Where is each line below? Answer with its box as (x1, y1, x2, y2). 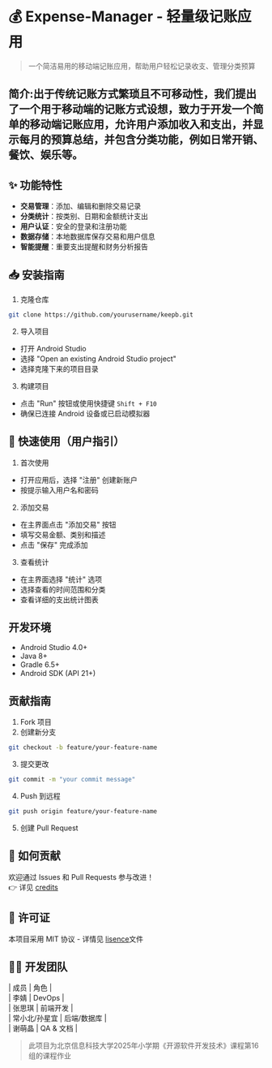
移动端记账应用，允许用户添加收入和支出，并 (29, 118, 253, 131)
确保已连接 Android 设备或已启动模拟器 (19, 408, 151, 418)
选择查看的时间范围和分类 (19, 584, 106, 594)
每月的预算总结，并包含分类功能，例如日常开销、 (19, 133, 264, 147)
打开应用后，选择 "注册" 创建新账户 (19, 475, 138, 484)
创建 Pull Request (19, 823, 79, 833)
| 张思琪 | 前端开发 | (8, 1003, 74, 1013)
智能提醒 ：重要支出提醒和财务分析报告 (19, 242, 148, 252)
